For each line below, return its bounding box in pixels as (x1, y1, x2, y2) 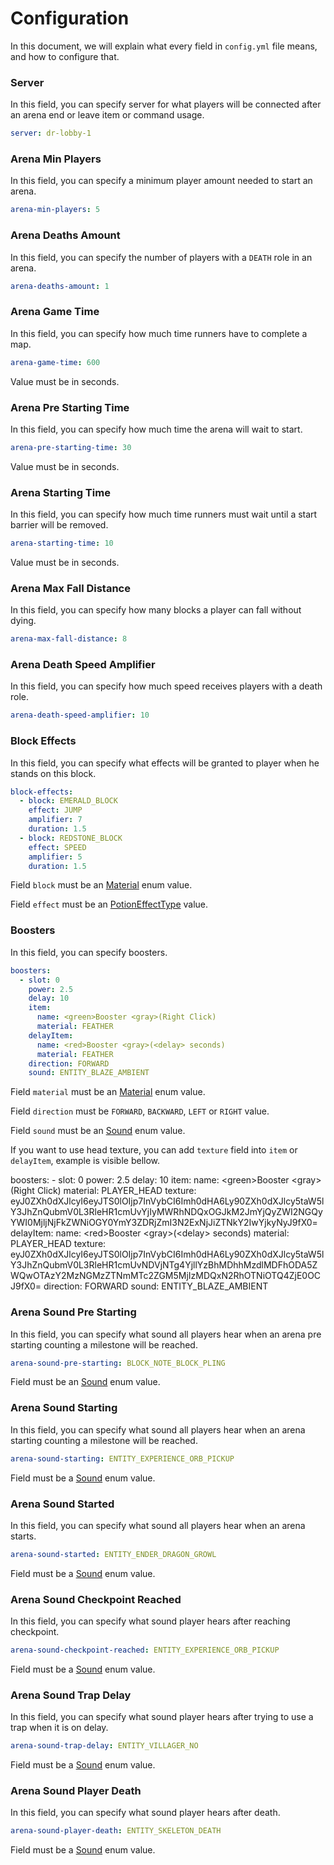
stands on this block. (10, 767, 97, 779)
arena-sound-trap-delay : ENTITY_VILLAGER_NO (10, 1741, 199, 1751)
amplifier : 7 (28, 815, 83, 825)
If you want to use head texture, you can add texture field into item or (10, 1144, 298, 1156)
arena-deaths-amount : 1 (10, 281, 110, 291)
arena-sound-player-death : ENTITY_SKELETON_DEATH (10, 1826, 222, 1836)
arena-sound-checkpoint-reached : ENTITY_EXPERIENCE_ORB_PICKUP (10, 1645, 280, 1656)
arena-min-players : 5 (10, 205, 101, 215)
